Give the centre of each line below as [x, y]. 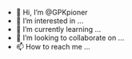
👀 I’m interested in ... [50, 21]
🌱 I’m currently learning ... [58, 29]
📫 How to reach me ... [53, 47]
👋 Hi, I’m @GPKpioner [52, 12]
